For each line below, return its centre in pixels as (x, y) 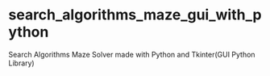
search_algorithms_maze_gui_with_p (135, 15)
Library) (21, 63)
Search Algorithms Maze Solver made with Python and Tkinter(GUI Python (132, 54)
